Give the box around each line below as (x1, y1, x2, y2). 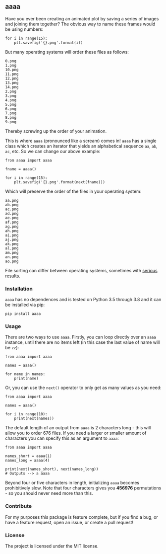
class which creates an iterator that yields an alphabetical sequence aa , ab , (5, 143, 158, 149)
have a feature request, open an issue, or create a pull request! (5, 519, 134, 525)
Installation (5, 285, 33, 292)
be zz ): (5, 345, 19, 351)
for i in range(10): (5, 412, 48, 417)
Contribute (5, 503, 32, 510)
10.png (5, 67, 19, 72)
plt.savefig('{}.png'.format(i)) (14, 40, 83, 45)
